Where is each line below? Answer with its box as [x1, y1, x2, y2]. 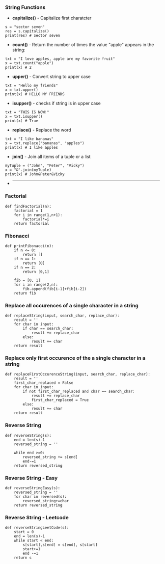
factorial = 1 [14, 208, 43, 213]
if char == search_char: [23, 326, 74, 331]
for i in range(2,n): [14, 282, 58, 287]
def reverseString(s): [5, 433, 52, 438]
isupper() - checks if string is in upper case [12, 100, 101, 107]
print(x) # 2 [5, 65, 32, 70]
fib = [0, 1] [14, 278, 41, 283]
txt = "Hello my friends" [5, 83, 58, 88]
